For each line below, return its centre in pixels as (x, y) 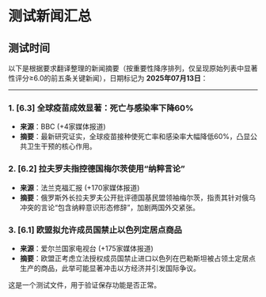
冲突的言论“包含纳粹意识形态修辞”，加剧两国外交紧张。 (110, 207)
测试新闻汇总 (50, 16)
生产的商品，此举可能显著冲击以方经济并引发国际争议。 (110, 268)
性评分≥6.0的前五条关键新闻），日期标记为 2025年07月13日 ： (108, 78)
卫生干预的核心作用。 (61, 146)
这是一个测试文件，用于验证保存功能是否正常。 (84, 284)
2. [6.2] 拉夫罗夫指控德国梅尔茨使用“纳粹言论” (97, 169)
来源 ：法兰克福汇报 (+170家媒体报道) (80, 187)
